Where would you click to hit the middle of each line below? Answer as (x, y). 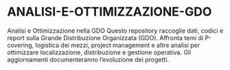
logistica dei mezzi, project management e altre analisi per (118, 45)
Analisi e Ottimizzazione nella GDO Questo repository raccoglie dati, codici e (115, 31)
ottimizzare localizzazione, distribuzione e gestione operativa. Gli (99, 52)
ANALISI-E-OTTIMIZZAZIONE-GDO (110, 12)
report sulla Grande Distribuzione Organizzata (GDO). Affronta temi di (105, 37)
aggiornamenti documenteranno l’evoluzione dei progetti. (88, 59)
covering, (21, 45)
